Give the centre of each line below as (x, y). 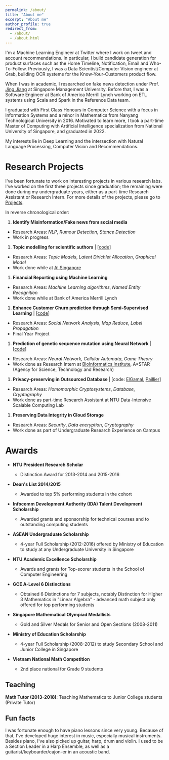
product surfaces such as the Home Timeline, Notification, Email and (77, 63)
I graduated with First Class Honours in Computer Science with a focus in (82, 110)
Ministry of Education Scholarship (49, 634)
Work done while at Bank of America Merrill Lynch (65, 298)
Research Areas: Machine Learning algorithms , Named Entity (76, 287)
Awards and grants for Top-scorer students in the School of (82, 569)
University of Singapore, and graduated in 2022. (56, 131)
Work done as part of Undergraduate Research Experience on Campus (86, 430)
